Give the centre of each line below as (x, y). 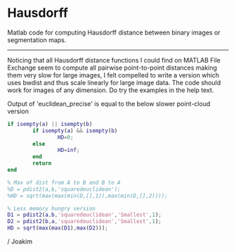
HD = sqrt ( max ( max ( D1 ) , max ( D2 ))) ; (58, 228)
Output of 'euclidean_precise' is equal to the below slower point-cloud (109, 103)
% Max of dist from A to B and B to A (64, 182)
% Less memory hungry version (52, 208)
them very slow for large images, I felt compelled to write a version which (113, 75)
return (42, 163)
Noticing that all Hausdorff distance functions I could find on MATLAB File (114, 60)
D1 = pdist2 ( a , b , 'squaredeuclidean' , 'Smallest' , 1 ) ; (84, 215)
